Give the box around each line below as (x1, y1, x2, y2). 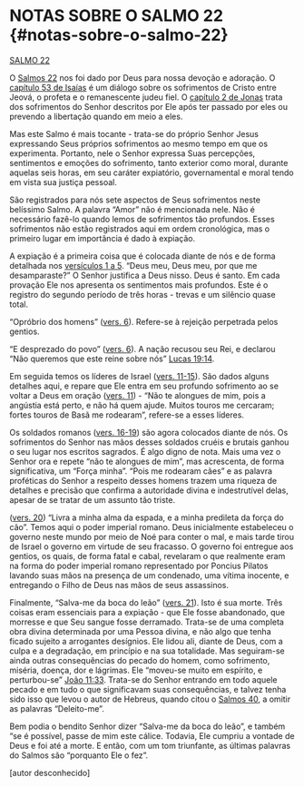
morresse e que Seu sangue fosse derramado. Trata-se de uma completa (9, 616, 284, 627)
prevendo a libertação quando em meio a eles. (9, 111, 183, 122)
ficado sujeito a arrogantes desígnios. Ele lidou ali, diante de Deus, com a (9, 635, 283, 646)
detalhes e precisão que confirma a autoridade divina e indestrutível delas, (9, 485, 289, 496)
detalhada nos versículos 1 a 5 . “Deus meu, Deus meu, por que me (9, 260, 258, 271)
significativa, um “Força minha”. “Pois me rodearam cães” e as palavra (9, 465, 273, 477)
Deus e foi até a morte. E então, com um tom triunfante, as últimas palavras (9, 740, 291, 751)
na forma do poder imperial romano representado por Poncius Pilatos (9, 560, 269, 571)
